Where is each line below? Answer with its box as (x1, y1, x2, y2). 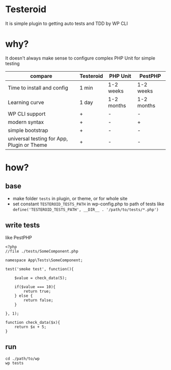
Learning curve (8, 99, 44, 106)
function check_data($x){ (5, 320, 60, 325)
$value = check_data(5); (14, 275, 67, 281)
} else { (14, 293, 33, 298)
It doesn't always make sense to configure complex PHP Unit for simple (5, 55, 155, 61)
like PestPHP (5, 234, 32, 240)
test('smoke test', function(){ (5, 266, 74, 271)
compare (30, 72, 52, 79)
